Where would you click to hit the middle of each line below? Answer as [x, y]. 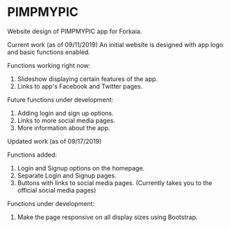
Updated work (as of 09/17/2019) [55, 141]
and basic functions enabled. [49, 52]
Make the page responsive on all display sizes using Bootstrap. [107, 217]
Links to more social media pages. [66, 120]
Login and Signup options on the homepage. [81, 168]
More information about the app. [64, 128]
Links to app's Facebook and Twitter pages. [80, 86]
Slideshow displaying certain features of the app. [88, 79]
